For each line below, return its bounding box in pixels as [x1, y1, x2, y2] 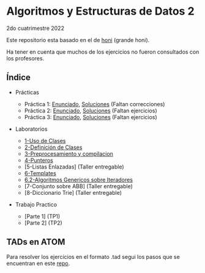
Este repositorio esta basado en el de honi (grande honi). [6, 36, 150, 43]
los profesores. [6, 54, 45, 62]
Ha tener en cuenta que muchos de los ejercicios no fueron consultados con [6, 48, 199, 56]
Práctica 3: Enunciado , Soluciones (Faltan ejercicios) [24, 113, 157, 120]
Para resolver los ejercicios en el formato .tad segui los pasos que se [6, 253, 181, 260]
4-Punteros [24, 156, 53, 164]
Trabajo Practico [15, 200, 57, 208]
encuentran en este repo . [6, 260, 70, 267]
